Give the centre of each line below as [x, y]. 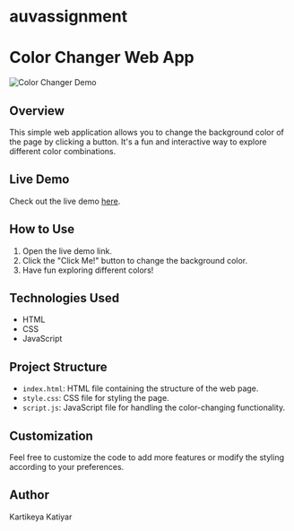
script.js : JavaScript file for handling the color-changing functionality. [153, 408]
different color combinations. [63, 151]
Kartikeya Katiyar [41, 517]
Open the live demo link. [67, 251]
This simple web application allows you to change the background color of [147, 132]
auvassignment [69, 17]
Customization [52, 435]
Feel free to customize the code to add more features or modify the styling [147, 457]
